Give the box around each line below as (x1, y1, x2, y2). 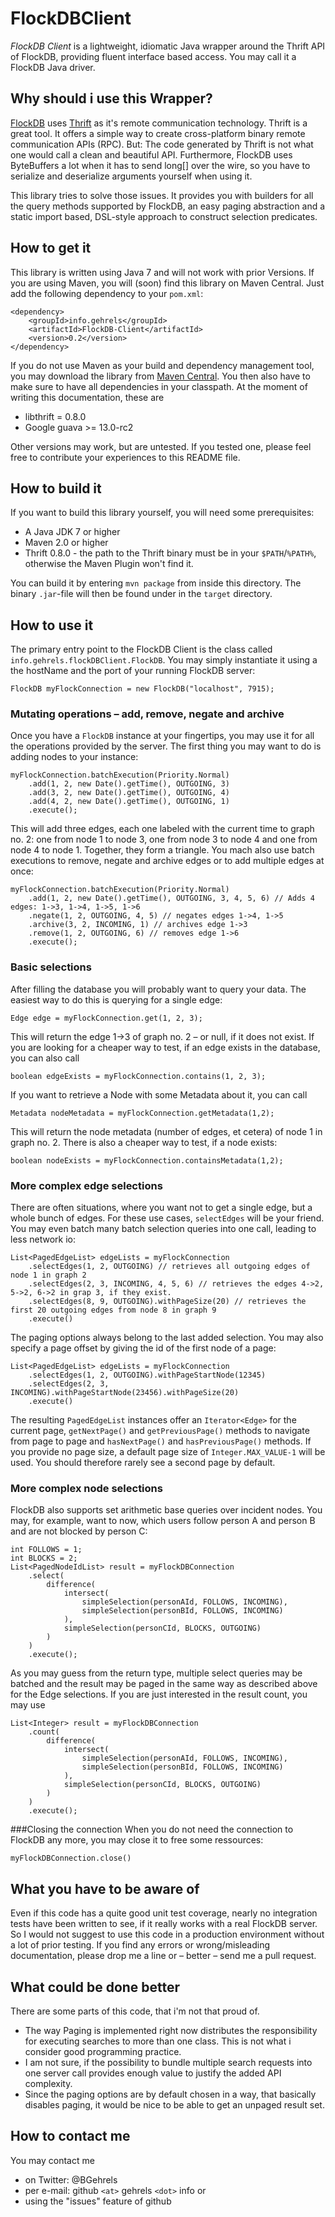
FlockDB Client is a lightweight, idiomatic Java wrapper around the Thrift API (10, 40, 326, 52)
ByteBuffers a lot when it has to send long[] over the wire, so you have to (10, 159, 311, 171)
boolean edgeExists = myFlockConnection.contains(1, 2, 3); (10, 1071, 267, 1081)
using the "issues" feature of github (24, 2195, 172, 2207)
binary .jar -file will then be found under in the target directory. (10, 588, 273, 600)
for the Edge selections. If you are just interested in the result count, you (10, 1688, 308, 1701)
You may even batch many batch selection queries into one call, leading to (10, 1223, 317, 1235)
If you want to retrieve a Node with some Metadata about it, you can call (10, 1088, 308, 1101)
